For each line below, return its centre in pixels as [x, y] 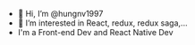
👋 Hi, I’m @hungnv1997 [60, 14]
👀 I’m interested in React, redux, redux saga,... [102, 23]
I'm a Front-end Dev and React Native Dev [95, 32]
